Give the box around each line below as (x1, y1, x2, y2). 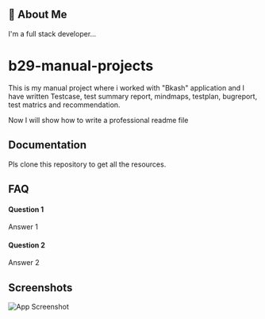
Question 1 (8, 204, 44, 214)
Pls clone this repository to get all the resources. (8, 159, 167, 169)
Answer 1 (8, 222, 38, 232)
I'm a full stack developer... (8, 29, 97, 38)
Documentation (8, 138, 87, 152)
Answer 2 (8, 258, 40, 267)
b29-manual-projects (8, 57, 154, 75)
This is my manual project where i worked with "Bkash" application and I (8, 83, 244, 92)
